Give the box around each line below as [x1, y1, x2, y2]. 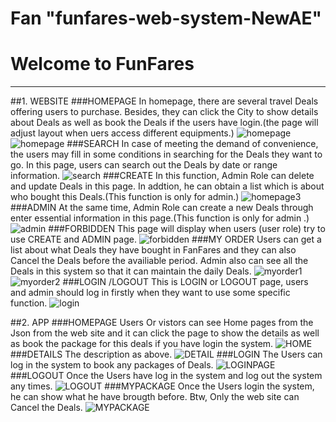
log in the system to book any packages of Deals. [10, 359, 214, 371]
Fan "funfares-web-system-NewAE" [10, 7, 323, 30]
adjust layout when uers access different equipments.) [10, 127, 235, 139]
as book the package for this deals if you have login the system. [10, 338, 274, 350]
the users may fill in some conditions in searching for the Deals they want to [10, 148, 323, 161]
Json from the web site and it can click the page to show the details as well [10, 327, 320, 339]
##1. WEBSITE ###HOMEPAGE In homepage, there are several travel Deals [10, 95, 319, 107]
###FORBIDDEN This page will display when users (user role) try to [48, 223, 326, 235]
